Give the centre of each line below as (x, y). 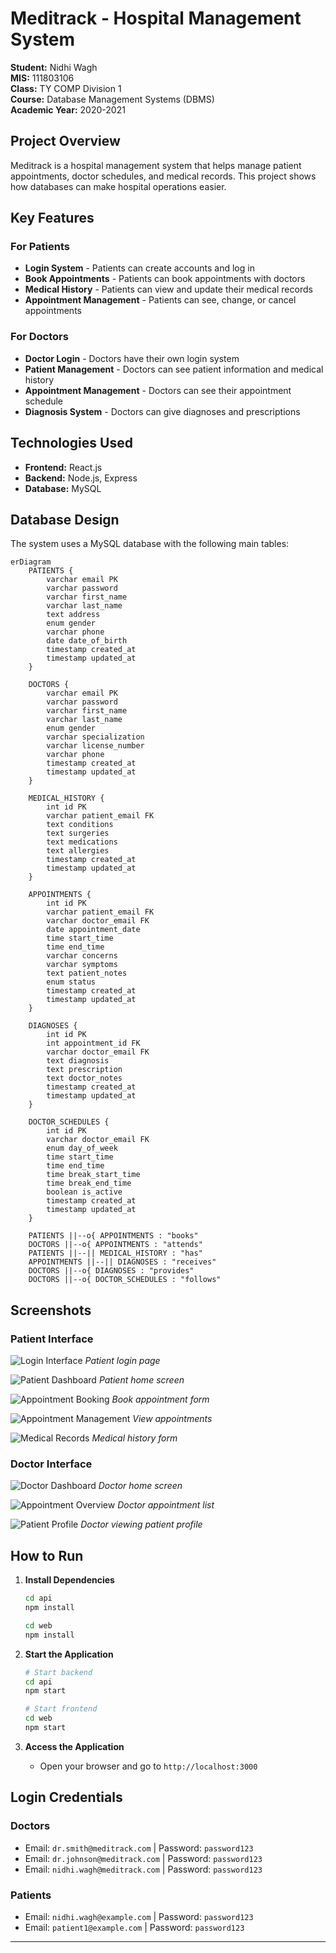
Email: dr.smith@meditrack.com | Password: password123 (139, 1848)
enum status (71, 982)
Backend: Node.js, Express (81, 478)
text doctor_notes (84, 1078)
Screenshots (51, 1310)
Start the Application (69, 1654)
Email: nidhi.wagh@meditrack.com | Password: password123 (143, 1869)
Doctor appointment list (166, 1505)
